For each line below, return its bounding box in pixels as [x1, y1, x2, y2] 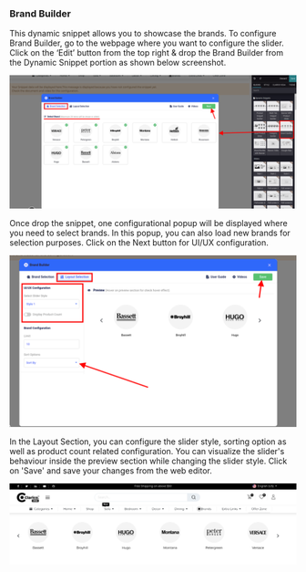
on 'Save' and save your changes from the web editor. [9, 464, 212, 476]
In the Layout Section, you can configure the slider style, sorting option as [9, 436, 287, 447]
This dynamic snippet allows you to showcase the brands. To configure [9, 28, 277, 39]
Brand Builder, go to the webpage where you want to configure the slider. [9, 37, 284, 48]
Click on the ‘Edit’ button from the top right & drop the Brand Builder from [9, 47, 284, 58]
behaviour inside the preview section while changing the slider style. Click [9, 455, 288, 466]
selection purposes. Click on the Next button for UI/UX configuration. [9, 236, 269, 248]
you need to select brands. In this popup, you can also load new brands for [9, 227, 291, 238]
